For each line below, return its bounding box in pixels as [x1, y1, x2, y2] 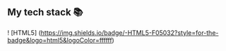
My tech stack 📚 [7, 6, 83, 18]
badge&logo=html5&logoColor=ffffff [7, 36, 112, 44]
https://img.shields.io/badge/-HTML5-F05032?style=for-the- [40, 28, 219, 37]
